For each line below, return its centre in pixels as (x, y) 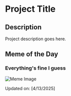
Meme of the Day (32, 54)
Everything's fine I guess (35, 68)
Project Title (30, 9)
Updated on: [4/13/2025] (30, 88)
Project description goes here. (35, 39)
